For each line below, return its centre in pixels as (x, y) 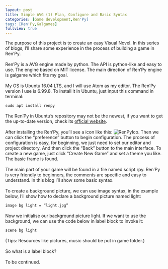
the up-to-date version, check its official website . (56, 121)
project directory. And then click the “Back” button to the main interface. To (83, 148)
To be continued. (23, 262)
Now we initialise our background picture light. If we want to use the (76, 216)
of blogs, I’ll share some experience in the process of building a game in (80, 48)
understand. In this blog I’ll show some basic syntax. (60, 180)
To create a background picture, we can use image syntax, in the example (82, 191)
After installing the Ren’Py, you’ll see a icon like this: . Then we (82, 132)
